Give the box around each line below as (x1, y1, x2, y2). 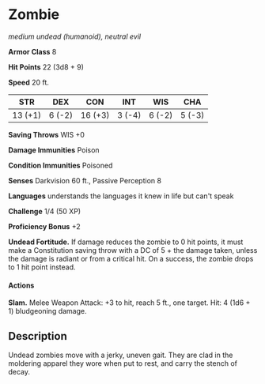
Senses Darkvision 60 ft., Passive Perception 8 (8, 175, 162, 185)
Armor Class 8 (8, 47, 57, 56)
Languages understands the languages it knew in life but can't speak (8, 191, 234, 201)
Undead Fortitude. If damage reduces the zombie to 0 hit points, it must (8, 237, 244, 247)
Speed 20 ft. (8, 77, 50, 87)
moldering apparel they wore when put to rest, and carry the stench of (8, 358, 238, 368)
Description (8, 329, 67, 343)
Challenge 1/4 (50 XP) (8, 206, 81, 216)
